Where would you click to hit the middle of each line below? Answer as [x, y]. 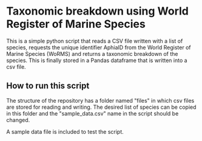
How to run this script [48, 86]
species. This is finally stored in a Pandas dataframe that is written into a [97, 60]
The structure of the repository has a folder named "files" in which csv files [100, 100]
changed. [18, 120]
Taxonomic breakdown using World [98, 11]
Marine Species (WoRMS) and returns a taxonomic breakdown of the [92, 53]
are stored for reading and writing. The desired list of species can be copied [101, 107]
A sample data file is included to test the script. [65, 131]
